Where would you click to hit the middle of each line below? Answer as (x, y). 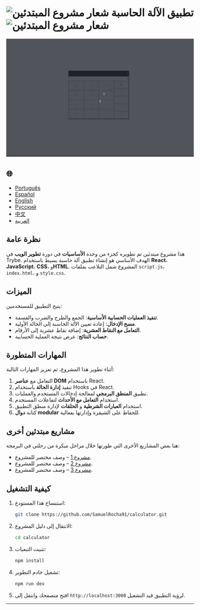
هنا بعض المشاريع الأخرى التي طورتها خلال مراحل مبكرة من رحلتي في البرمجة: (93, 446)
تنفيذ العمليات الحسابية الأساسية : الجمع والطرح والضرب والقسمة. (87, 317)
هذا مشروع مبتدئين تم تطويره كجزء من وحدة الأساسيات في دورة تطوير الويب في (96, 254)
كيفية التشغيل (29, 488)
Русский (26, 207)
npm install (29, 561)
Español (25, 194)
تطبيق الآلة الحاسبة (152, 13)
